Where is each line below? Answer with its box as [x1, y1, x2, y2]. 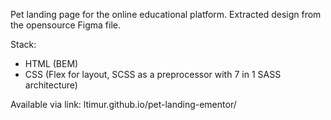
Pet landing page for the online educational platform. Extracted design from [10, 9, 322, 20]
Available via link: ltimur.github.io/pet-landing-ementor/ [10, 99, 237, 110]
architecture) [24, 79, 78, 91]
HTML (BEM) [24, 58, 79, 69]
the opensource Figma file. [10, 19, 122, 31]
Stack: [10, 39, 37, 50]
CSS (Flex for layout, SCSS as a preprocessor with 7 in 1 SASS [24, 69, 282, 80]
